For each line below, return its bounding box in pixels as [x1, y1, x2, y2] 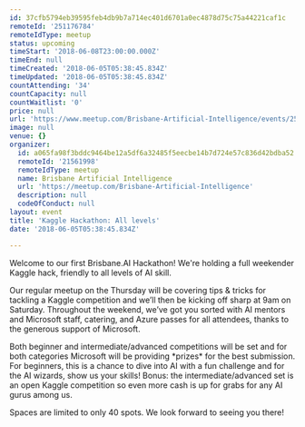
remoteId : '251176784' [9, 22, 95, 31]
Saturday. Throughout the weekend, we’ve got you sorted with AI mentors [9, 303, 286, 314]
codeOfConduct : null [17, 199, 95, 209]
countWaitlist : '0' [9, 97, 84, 107]
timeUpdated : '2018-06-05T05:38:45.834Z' [9, 73, 169, 82]
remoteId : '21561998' [17, 156, 100, 166]
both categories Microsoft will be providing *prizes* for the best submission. [9, 351, 296, 362]
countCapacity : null [9, 89, 88, 98]
